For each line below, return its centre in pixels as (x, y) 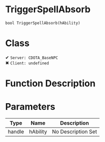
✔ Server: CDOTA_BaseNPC (32, 57)
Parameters (30, 107)
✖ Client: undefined (27, 63)
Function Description (50, 84)
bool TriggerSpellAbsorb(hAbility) (43, 23)
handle (16, 132)
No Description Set (75, 132)
